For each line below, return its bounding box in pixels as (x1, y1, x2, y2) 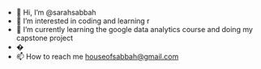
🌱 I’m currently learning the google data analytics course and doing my (15, 25, 254, 34)
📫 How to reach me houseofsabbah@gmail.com (15, 52, 179, 61)
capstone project (15, 33, 74, 43)
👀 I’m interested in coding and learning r (15, 16, 150, 26)
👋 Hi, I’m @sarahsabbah (15, 8, 96, 17)
